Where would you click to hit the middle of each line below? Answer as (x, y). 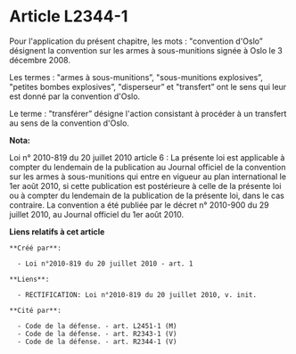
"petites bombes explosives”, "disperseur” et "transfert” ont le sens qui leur (148, 86)
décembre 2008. (40, 60)
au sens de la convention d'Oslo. (69, 123)
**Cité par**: (36, 310)
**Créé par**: (36, 248)
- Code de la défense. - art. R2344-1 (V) (97, 342)
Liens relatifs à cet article (57, 231)
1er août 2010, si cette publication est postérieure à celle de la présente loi (145, 185)
